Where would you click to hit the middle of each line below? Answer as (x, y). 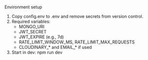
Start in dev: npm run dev (37, 52)
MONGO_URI (32, 27)
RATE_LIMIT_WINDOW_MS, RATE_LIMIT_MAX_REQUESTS (77, 42)
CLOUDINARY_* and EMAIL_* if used (55, 47)
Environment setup (23, 7)
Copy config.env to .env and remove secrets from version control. (77, 16)
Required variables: (31, 22)
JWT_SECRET (33, 32)
